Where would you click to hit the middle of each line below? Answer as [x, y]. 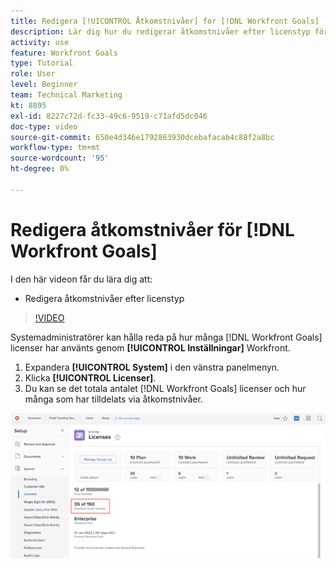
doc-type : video [44, 126]
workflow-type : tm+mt [55, 148]
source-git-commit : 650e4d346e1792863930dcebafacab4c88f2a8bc [142, 137]
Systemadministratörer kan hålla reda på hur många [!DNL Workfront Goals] [166, 337]
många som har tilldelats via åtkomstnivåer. [113, 399]
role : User [33, 74]
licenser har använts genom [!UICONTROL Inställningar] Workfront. [150, 347]
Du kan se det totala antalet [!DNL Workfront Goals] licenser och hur [165, 388]
